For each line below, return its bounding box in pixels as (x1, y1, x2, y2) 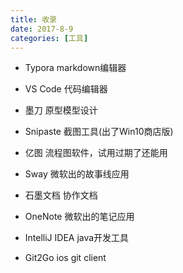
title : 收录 (10, 14, 57, 25)
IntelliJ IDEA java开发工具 (24, 232, 130, 244)
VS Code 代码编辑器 (24, 83, 108, 95)
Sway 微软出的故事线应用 (24, 168, 130, 180)
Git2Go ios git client (24, 252, 107, 264)
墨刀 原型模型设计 (24, 104, 98, 116)
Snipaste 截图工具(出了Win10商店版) (24, 126, 174, 138)
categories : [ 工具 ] (10, 33, 89, 43)
